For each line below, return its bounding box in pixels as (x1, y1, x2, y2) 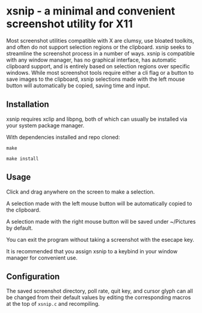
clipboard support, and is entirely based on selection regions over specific (6, 62, 191, 70)
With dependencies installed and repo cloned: (6, 133, 120, 141)
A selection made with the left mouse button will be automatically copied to (6, 200, 192, 207)
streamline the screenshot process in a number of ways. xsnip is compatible (6, 49, 195, 57)
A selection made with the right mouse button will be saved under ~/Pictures (6, 218, 196, 225)
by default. (6, 224, 33, 232)
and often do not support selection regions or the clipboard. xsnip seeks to (6, 43, 191, 51)
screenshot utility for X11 (6, 17, 133, 31)
